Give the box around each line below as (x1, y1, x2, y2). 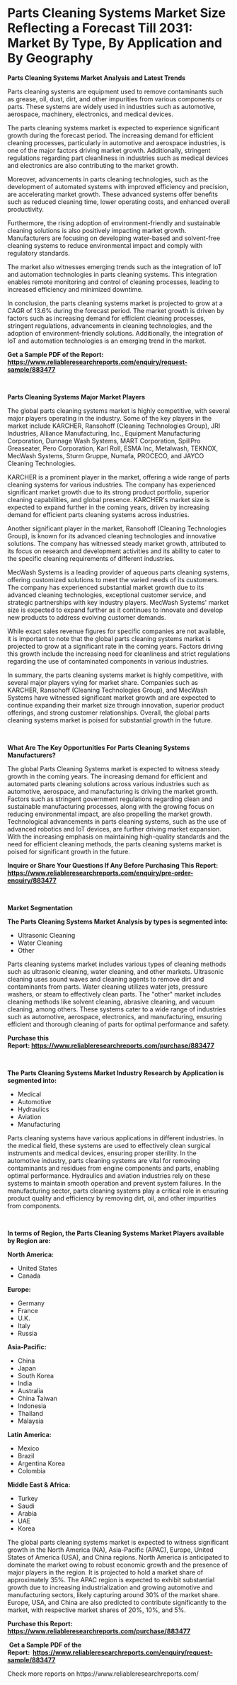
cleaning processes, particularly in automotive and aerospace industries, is (7, 138, 226, 147)
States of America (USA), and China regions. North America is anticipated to (7, 1553, 230, 1561)
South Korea (17, 1371, 54, 1380)
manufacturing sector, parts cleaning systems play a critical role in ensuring (7, 1186, 229, 1195)
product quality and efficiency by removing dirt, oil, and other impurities (7, 1193, 216, 1202)
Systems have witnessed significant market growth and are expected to (7, 693, 216, 702)
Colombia (17, 1466, 46, 1475)
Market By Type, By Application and (7, 35, 223, 51)
